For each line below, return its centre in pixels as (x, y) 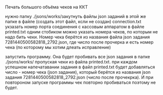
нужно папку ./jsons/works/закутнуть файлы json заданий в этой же (75, 16)
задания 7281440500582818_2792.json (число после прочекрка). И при (79, 77)
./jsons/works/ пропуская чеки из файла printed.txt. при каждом (71, 62)
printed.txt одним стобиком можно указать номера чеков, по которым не (81, 32)
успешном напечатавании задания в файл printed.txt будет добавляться (80, 67)
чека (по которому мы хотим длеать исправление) (58, 47)
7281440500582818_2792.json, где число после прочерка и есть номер (79, 42)
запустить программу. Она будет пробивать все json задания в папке (78, 57)
